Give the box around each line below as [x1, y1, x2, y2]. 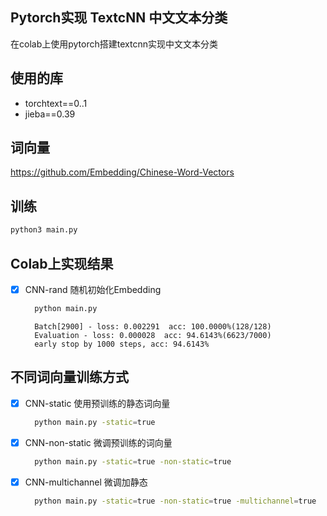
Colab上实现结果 [10, 255, 114, 272]
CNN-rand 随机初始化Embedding [24, 283, 162, 295]
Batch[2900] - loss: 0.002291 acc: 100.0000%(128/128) [34, 321, 272, 332]
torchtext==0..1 [24, 97, 88, 109]
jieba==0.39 [24, 108, 76, 120]
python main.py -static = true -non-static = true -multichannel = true [34, 496, 317, 506]
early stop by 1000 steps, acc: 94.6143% [34, 339, 210, 349]
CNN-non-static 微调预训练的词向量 [24, 436, 173, 448]
